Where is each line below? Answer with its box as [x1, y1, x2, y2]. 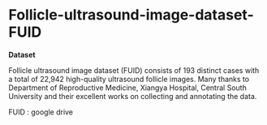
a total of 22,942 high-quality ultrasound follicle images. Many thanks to [8, 74, 250, 84]
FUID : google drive [8, 107, 74, 117]
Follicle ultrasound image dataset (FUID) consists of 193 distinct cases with [8, 65, 260, 75]
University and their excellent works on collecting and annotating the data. [8, 91, 257, 101]
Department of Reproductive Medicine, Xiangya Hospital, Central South [8, 83, 248, 93]
